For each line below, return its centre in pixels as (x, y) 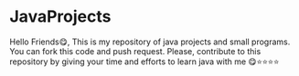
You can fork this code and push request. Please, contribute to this (135, 51)
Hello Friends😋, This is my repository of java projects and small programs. (150, 42)
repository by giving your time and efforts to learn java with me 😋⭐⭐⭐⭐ (144, 62)
